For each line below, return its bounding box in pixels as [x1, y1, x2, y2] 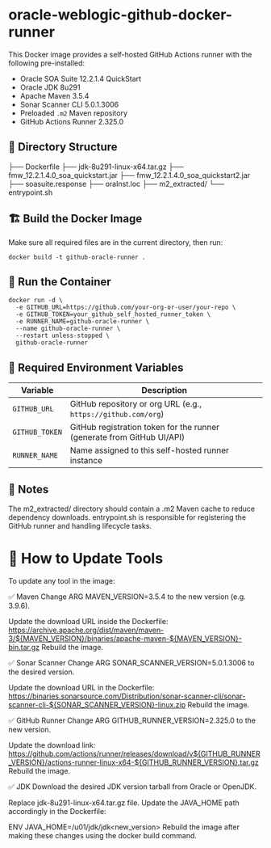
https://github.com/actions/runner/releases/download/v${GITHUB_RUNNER [8, 749, 261, 758]
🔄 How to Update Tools [8, 550, 164, 567]
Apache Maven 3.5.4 [19, 91, 90, 100]
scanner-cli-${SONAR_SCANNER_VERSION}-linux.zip [8, 699, 186, 709]
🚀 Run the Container [8, 275, 111, 289]
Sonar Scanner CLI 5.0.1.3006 [19, 99, 119, 109]
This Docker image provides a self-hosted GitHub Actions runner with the [8, 49, 252, 59]
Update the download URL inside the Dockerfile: [8, 616, 169, 626]
